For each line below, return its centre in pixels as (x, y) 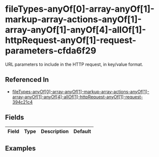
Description (55, 131)
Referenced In (27, 80)
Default (82, 131)
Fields (15, 118)
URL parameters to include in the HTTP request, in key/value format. (74, 64)
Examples (20, 148)
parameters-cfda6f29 (51, 51)
